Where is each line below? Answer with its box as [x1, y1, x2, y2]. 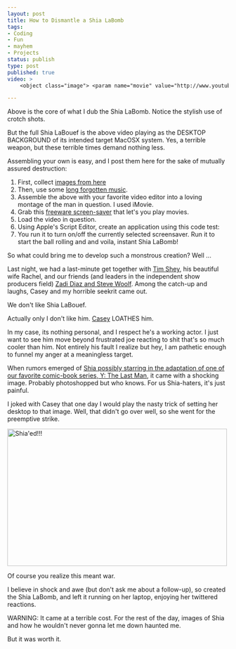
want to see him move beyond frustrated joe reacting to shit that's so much [7, 335, 225, 344]
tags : [7, 23, 23, 30]
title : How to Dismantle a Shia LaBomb [7, 17, 124, 24]
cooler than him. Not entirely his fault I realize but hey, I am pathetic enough [7, 343, 227, 352]
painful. [7, 387, 29, 395]
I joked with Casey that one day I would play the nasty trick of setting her [7, 400, 218, 408]
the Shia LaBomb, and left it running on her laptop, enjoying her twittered [7, 593, 218, 601]
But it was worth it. [7, 635, 62, 643]
